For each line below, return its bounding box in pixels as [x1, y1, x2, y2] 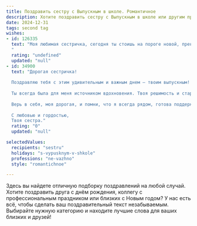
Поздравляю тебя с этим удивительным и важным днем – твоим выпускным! [11, 80, 191, 86]
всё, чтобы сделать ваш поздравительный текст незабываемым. [6, 201, 169, 208]
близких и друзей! [6, 214, 52, 221]
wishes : [6, 31, 25, 36]
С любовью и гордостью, [11, 112, 69, 118]
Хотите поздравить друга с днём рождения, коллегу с [6, 188, 142, 195]
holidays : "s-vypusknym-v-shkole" [11, 150, 96, 156]
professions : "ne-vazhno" [11, 156, 75, 161]
